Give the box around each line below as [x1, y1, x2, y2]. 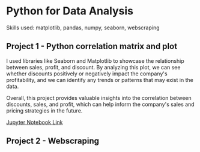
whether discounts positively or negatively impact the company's [6, 70, 168, 77]
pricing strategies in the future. [6, 107, 83, 114]
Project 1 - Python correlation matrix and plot [6, 41, 178, 51]
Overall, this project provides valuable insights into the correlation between [6, 94, 192, 101]
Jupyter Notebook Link [6, 118, 63, 126]
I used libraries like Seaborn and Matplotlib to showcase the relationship [6, 57, 184, 64]
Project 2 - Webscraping [6, 136, 100, 146]
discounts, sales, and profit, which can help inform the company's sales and [6, 101, 195, 108]
